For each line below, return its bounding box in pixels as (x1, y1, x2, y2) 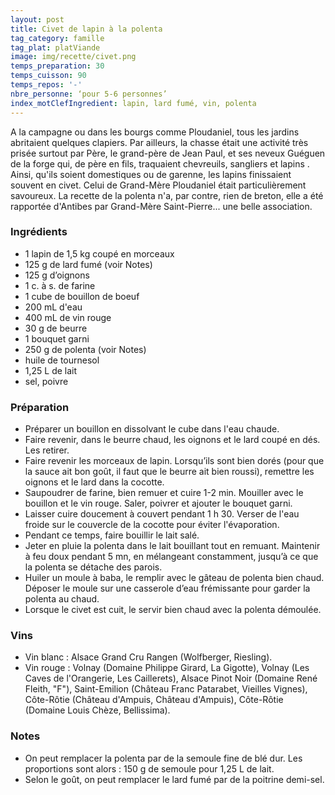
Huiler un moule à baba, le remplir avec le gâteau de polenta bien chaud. (24, 572, 325, 584)
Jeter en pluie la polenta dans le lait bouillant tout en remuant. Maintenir (24, 540, 321, 552)
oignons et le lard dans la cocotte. (24, 476, 165, 488)
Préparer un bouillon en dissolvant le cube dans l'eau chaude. (24, 423, 280, 435)
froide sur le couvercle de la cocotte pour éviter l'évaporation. (24, 519, 280, 531)
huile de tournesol (24, 354, 100, 366)
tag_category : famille (10, 33, 105, 43)
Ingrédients (10, 225, 68, 239)
